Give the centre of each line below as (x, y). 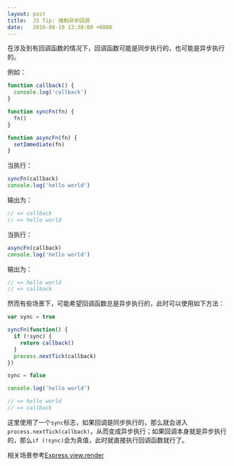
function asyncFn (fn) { (43, 138)
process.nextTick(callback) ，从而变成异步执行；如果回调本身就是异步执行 (117, 431)
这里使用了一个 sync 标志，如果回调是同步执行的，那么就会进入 (97, 422)
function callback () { (41, 86)
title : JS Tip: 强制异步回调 (49, 21)
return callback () (47, 343)
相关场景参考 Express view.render (56, 455)
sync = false (27, 376)
